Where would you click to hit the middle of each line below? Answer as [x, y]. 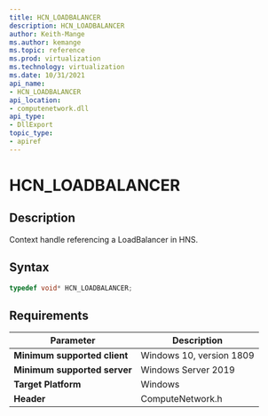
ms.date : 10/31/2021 [47, 76]
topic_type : [31, 133]
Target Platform [47, 385]
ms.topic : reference [47, 51]
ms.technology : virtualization [67, 68]
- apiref [25, 141]
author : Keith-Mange [47, 34]
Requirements [49, 315]
